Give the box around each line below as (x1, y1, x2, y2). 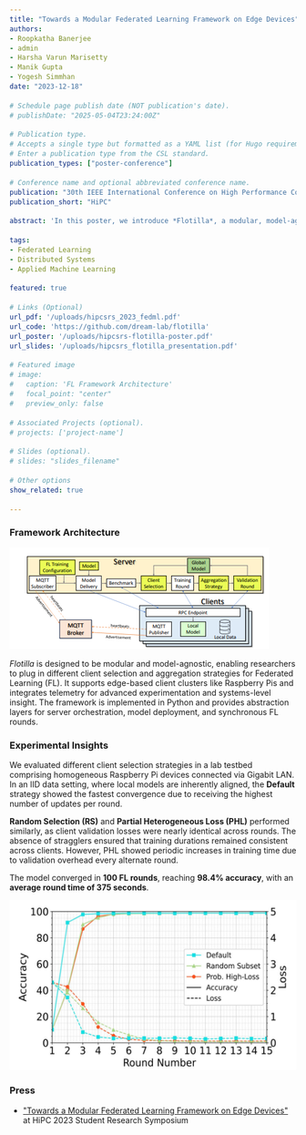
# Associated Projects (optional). (9, 418, 145, 427)
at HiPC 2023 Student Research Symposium (22, 1114, 189, 1125)
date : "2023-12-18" (9, 82, 84, 91)
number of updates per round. (9, 798, 123, 809)
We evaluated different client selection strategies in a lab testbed (9, 759, 253, 770)
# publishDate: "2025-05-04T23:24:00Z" (9, 110, 161, 120)
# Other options (9, 475, 71, 485)
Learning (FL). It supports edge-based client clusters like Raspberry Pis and (9, 677, 294, 688)
